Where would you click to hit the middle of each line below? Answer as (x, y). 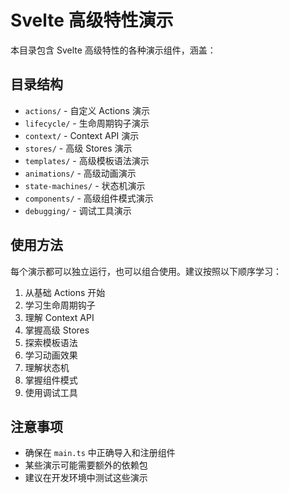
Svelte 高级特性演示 (92, 20)
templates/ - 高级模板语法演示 (87, 160)
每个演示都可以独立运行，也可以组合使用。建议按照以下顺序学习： (146, 271)
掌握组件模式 (51, 380)
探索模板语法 (51, 342)
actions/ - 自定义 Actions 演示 (87, 110)
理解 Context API (59, 317)
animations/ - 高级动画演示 (80, 173)
